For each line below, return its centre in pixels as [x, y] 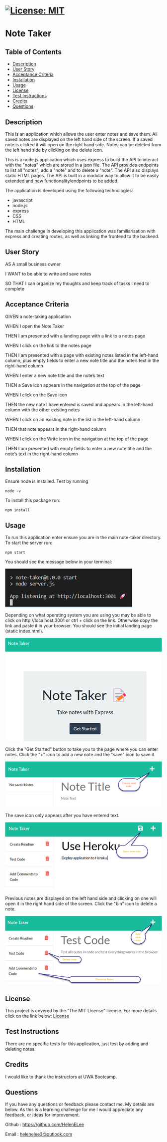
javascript [22, 200]
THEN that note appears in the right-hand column [56, 429]
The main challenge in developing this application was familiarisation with [80, 231]
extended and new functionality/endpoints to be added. [62, 181]
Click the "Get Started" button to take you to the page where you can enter [82, 749]
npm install [17, 510]
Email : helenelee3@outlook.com [39, 1134]
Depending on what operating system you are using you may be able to [78, 615]
